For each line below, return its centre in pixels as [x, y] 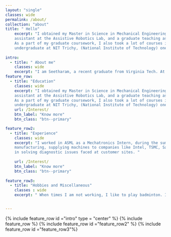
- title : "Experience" [34, 133]
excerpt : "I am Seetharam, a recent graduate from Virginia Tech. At [90, 72]
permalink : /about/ [26, 19]
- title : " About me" [33, 62]
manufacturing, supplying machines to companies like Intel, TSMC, [87, 148]
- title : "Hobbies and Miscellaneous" [51, 185]
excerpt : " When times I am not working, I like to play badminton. [89, 195]
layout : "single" [24, 10]
